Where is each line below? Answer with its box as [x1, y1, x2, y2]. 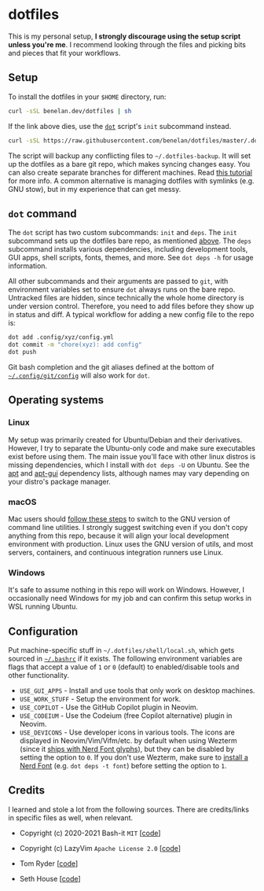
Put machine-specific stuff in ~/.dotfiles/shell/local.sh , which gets [8, 646, 235, 655]
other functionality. [8, 671, 69, 680]
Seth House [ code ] [19, 874, 81, 883]
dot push [8, 348, 37, 356]
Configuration [8, 624, 79, 638]
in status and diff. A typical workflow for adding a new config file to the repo [8, 310, 255, 319]
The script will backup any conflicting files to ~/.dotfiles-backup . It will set [8, 151, 251, 160]
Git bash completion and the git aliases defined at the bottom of [8, 362, 214, 371]
